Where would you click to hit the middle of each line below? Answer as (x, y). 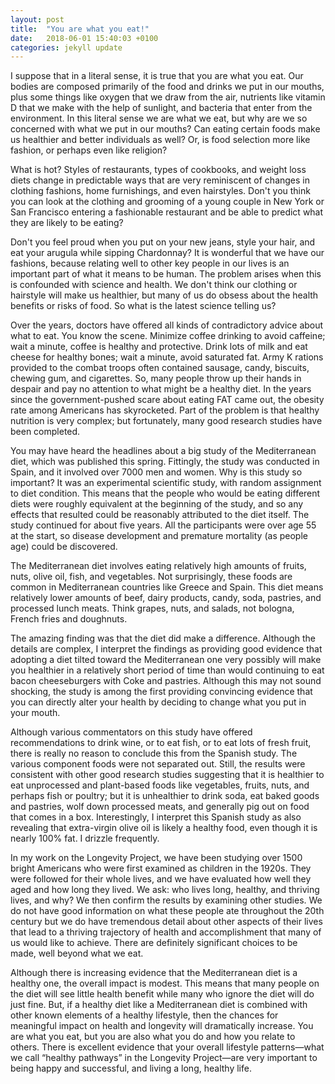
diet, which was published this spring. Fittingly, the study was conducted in (165, 462)
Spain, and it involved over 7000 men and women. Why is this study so (156, 472)
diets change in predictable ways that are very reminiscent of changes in (160, 180)
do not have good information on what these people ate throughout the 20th (167, 911)
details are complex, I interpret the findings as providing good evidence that (166, 649)
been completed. (45, 432)
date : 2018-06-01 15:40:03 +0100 (84, 38)
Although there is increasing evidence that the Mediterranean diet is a (154, 973)
